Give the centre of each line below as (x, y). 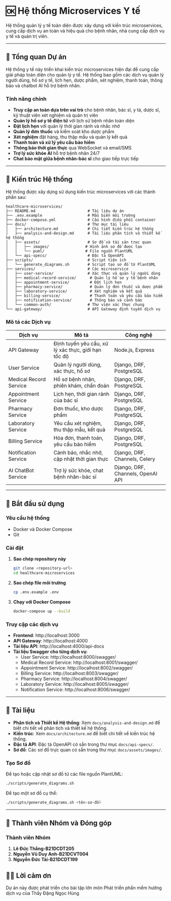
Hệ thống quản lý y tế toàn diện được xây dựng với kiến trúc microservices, (84, 25)
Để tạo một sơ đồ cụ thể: (32, 793)
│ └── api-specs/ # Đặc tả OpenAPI (65, 255)
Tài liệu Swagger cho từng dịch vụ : (50, 651)
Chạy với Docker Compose (42, 602)
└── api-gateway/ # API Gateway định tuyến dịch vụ (83, 309)
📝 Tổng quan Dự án (36, 57)
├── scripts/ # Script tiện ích (66, 260)
